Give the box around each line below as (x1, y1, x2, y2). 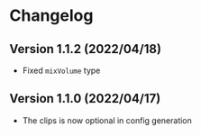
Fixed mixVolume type (22, 65, 101, 76)
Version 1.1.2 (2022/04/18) (9, 41, 162, 57)
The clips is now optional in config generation (22, 114, 192, 126)
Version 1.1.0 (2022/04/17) (9, 91, 161, 106)
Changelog (9, 5, 94, 26)
